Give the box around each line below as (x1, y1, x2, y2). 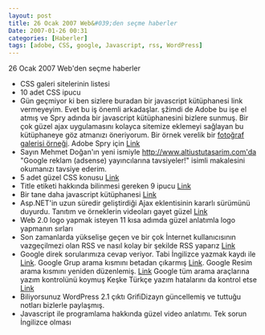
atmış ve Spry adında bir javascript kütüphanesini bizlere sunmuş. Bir (19, 113, 249, 123)
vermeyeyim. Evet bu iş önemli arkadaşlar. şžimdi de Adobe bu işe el (19, 105, 247, 115)
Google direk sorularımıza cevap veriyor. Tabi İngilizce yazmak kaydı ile (19, 249, 256, 259)
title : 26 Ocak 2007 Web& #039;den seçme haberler (8, 19, 178, 27)
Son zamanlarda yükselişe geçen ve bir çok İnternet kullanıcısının (19, 232, 237, 242)
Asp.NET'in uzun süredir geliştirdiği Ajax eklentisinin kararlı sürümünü (19, 198, 251, 208)
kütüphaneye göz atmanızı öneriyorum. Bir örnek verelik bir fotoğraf (19, 130, 245, 140)
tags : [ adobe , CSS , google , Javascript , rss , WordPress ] (8, 42, 203, 50)
